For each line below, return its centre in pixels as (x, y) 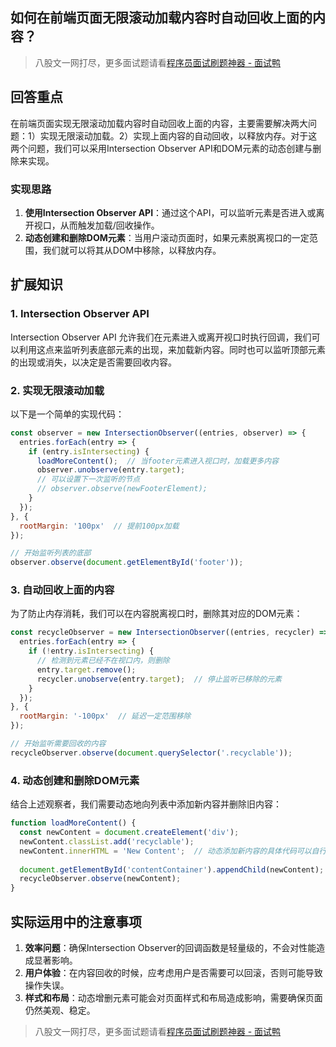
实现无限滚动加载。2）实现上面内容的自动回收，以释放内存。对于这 (178, 135)
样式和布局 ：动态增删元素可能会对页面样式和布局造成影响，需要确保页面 (173, 997)
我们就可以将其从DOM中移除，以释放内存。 (132, 250)
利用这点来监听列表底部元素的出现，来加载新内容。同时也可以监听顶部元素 (172, 349)
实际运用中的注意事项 (76, 921)
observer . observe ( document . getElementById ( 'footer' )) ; (127, 563)
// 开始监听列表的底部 (51, 553)
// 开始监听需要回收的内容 (58, 744)
